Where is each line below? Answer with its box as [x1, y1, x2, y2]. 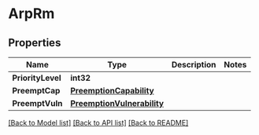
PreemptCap [12, 86, 61, 96]
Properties [8, 36, 61, 49]
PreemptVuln [12, 98, 63, 108]
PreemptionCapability [70, 86, 155, 96]
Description [171, 60, 216, 70]
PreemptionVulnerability [70, 98, 164, 108]
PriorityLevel [12, 72, 61, 83]
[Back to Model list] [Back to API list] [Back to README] [8, 119, 189, 127]
